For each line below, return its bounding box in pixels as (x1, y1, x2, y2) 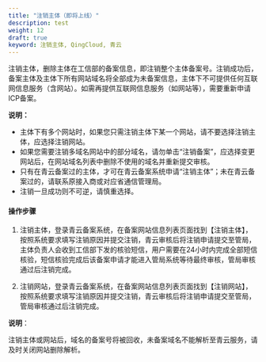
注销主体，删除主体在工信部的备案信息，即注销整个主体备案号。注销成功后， (8, 64, 258, 74)
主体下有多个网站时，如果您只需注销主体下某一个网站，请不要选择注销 (19, 128, 249, 137)
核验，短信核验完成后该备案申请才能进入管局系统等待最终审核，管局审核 (19, 255, 256, 265)
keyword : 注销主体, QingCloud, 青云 (8, 41, 122, 49)
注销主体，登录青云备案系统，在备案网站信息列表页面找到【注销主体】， (19, 225, 253, 234)
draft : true (8, 33, 47, 42)
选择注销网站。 (40, 137, 89, 147)
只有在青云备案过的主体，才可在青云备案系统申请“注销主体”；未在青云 (19, 167, 249, 177)
